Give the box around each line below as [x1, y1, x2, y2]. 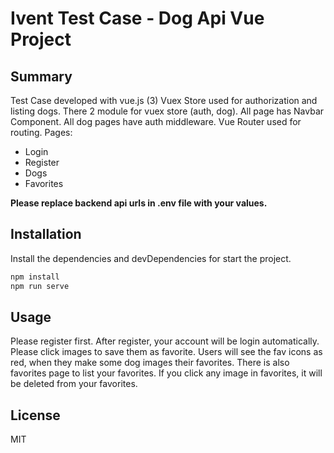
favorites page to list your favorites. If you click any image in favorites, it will [10, 367, 323, 379]
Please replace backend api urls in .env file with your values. [10, 197, 268, 209]
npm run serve [10, 281, 70, 291]
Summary [10, 68, 73, 85]
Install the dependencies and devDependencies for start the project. [10, 252, 292, 264]
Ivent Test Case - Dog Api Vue [10, 7, 265, 30]
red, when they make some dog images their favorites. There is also [10, 357, 290, 369]
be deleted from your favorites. [10, 378, 138, 390]
